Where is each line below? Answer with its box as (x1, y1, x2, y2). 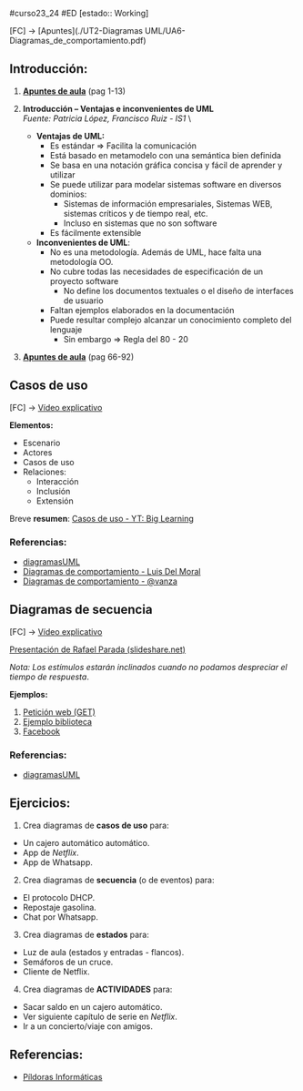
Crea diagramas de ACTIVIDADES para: (22, 984, 173, 994)
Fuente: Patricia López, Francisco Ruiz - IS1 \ (22, 113, 192, 124)
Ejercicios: (9, 796, 71, 811)
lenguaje (49, 323, 83, 335)
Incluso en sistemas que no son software (63, 218, 217, 229)
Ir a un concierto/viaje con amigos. (22, 1020, 153, 1032)
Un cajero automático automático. (22, 837, 150, 848)
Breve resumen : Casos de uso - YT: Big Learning (9, 513, 194, 524)
